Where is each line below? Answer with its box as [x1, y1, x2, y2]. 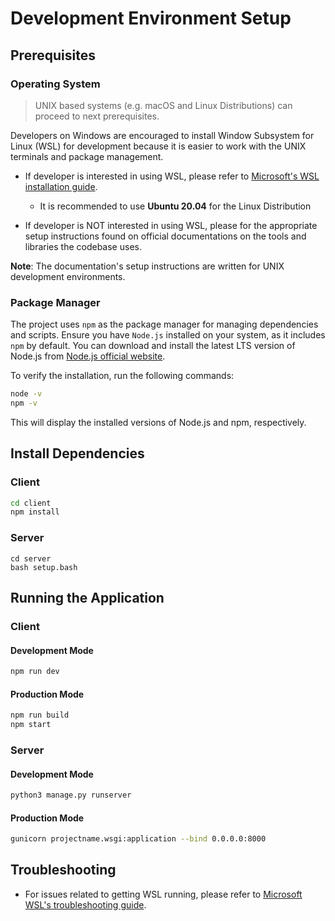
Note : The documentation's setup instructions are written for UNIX [10, 260, 285, 272]
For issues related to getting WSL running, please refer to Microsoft [24, 888, 303, 900]
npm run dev [10, 667, 60, 677]
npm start [10, 720, 52, 730]
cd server [10, 553, 52, 564]
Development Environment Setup [10, 7, 292, 30]
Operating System [10, 77, 101, 91]
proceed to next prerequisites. [34, 110, 160, 122]
